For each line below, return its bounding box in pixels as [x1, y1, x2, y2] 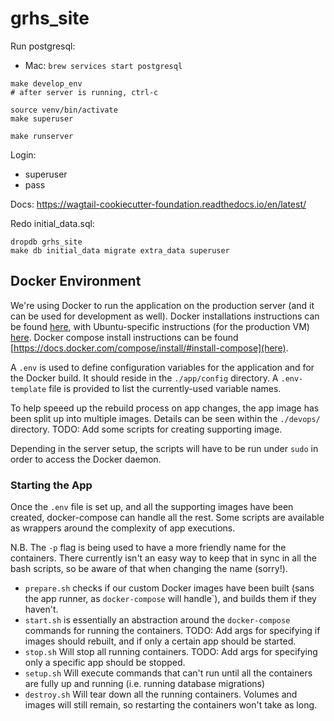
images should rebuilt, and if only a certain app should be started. [24, 635, 297, 647]
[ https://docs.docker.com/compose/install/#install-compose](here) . [10, 342, 289, 354]
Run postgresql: [10, 40, 76, 52]
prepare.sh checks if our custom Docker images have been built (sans [24, 582, 315, 594]
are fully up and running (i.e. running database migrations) [24, 678, 266, 690]
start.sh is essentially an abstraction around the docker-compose [24, 614, 291, 626]
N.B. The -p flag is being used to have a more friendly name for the [10, 542, 287, 554]
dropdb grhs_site [10, 237, 83, 247]
